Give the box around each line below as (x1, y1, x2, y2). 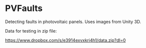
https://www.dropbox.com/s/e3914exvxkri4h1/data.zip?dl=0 (5, 37, 126, 43)
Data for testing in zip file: (5, 28, 57, 34)
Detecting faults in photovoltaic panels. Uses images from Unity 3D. (5, 19, 142, 24)
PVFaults (5, 3, 43, 14)
